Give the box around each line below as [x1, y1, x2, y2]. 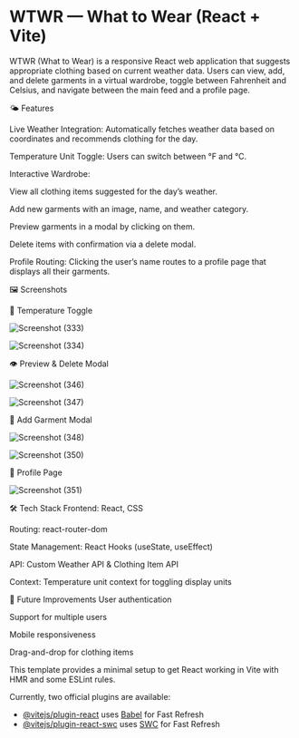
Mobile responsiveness [9, 628, 97, 640]
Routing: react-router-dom [9, 523, 108, 534]
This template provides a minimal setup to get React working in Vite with [9, 664, 279, 675]
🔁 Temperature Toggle [9, 305, 93, 316]
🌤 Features [9, 102, 54, 113]
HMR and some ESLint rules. [9, 674, 116, 685]
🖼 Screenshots [9, 284, 68, 295]
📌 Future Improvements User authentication [9, 594, 172, 605]
